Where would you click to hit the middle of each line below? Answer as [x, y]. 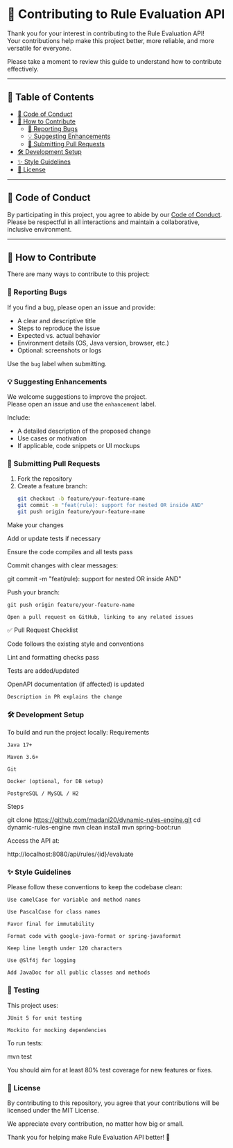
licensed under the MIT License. [53, 1111]
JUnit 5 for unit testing [44, 1018]
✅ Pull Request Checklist [43, 630]
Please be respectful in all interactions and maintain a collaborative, [103, 222]
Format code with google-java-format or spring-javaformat [94, 936]
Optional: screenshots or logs [59, 350]
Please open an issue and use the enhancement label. [82, 404]
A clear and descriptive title [57, 320]
